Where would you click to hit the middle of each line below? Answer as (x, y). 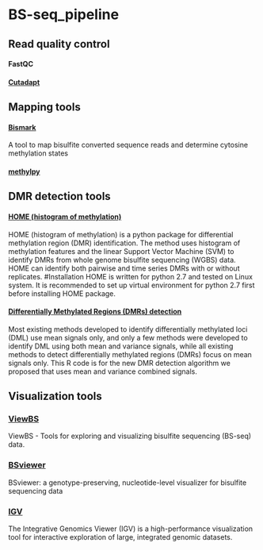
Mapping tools (44, 108)
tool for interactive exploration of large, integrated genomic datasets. (120, 537)
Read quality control (59, 44)
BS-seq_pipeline (64, 15)
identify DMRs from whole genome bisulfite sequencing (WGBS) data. (122, 260)
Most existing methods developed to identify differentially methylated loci (128, 329)
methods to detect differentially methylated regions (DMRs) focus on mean (130, 354)
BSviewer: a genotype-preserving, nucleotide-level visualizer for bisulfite (128, 483)
